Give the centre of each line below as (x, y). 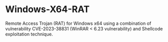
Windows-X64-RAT (47, 9)
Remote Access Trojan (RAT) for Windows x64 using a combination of (78, 23)
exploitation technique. (29, 34)
